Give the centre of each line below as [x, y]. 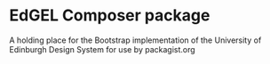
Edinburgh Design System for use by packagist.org [102, 49]
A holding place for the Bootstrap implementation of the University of [135, 40]
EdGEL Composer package [110, 16]
